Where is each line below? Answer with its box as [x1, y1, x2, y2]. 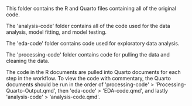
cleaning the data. [6, 58, 50, 64]
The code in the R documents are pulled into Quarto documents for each [6, 69, 181, 75]
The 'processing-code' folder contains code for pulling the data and [6, 51, 170, 58]
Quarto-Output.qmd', [6, 87, 57, 94]
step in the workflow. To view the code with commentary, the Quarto [6, 75, 172, 82]
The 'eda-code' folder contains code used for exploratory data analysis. [6, 40, 180, 47]
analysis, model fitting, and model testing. [6, 29, 107, 36]
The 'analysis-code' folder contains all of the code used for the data [6, 23, 170, 29]
